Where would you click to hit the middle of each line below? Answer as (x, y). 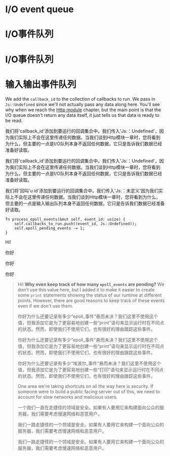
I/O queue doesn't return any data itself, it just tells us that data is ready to (82, 115)
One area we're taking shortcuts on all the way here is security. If (85, 386)
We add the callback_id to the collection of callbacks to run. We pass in (80, 99)
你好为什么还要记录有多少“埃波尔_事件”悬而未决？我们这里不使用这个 (89, 363)
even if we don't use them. (45, 306)
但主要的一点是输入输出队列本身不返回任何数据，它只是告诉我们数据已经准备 (85, 203)
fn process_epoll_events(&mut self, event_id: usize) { (65, 219)
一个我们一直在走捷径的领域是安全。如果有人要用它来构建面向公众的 (89, 407)
